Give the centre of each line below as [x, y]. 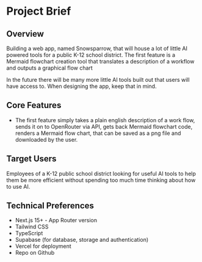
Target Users [31, 159]
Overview [25, 34]
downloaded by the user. [46, 139]
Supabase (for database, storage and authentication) [82, 240]
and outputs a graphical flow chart [49, 68]
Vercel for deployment [43, 246]
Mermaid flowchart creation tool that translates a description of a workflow [100, 61]
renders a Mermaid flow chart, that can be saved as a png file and [98, 133]
